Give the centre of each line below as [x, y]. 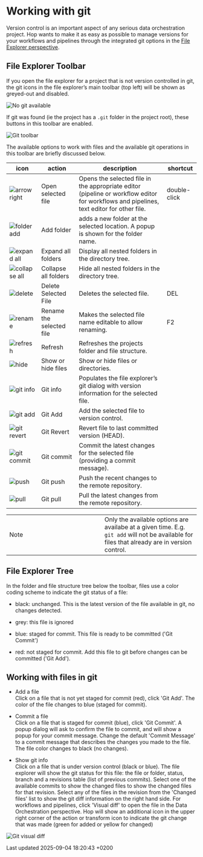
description [120, 168]
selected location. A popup [117, 226]
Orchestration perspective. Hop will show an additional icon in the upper [105, 812]
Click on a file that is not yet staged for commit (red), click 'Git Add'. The [105, 698]
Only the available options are [147, 520]
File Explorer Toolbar [46, 66]
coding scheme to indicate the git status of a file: [67, 592]
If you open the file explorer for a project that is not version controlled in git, [100, 80]
